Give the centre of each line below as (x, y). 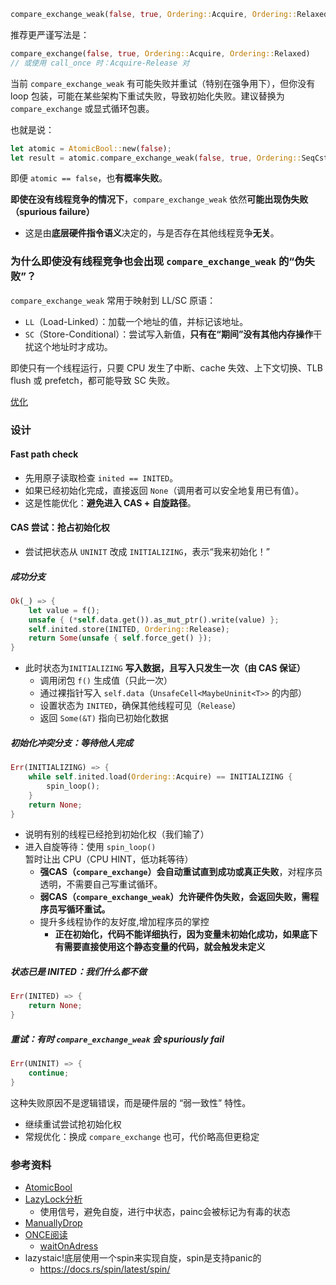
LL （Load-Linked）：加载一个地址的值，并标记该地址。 (136, 321)
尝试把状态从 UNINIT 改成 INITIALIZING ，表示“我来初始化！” (147, 551)
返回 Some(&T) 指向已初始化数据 (104, 718)
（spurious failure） (52, 212)
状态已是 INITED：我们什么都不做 (78, 972)
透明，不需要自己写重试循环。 (101, 884)
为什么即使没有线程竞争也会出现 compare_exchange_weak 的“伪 (157, 262)
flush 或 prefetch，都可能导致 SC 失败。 (92, 380)
